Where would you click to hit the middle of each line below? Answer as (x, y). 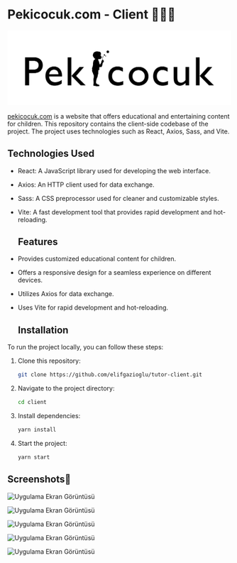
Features (38, 242)
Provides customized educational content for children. (97, 259)
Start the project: (42, 443)
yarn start (34, 457)
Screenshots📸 (39, 480)
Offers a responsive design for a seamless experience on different (114, 273)
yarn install (37, 430)
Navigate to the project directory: (66, 388)
